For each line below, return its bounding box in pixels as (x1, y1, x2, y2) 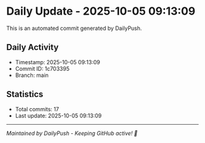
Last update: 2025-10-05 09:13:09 (15, 112, 102, 119)
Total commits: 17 (15, 105, 59, 112)
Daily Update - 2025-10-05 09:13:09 (6, 4, 196, 18)
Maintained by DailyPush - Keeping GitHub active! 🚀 (6, 130, 138, 137)
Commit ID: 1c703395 (15, 65, 70, 72)
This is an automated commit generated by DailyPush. (6, 24, 142, 32)
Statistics (6, 89, 44, 100)
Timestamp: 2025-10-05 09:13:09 (15, 58, 101, 65)
